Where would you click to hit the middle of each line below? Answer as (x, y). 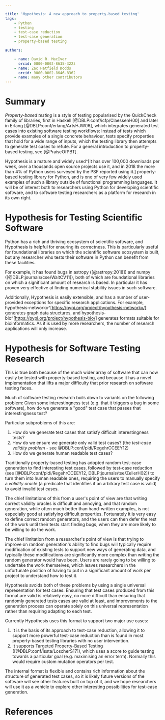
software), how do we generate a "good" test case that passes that (73, 408)
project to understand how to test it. (41, 576)
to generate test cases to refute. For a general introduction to (67, 147)
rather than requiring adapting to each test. (49, 611)
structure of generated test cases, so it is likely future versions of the (75, 676)
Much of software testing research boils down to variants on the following (80, 397)
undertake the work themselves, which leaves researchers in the (70, 565)
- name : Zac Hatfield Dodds (42, 68)
